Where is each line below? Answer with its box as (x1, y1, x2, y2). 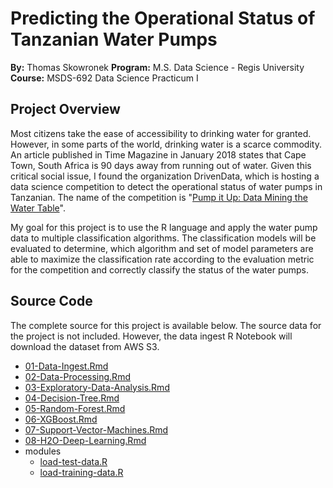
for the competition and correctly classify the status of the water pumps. (10, 263, 309, 276)
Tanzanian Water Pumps (10, 28, 218, 51)
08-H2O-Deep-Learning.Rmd (24, 434, 147, 446)
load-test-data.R (39, 455, 108, 467)
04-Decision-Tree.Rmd (24, 392, 120, 404)
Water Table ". (10, 202, 66, 214)
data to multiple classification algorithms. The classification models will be (10, 232, 317, 244)
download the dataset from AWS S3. (10, 340, 160, 352)
